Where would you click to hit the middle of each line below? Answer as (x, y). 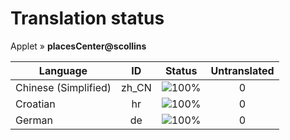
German (34, 120)
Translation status (87, 18)
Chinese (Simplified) (63, 87)
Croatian (35, 104)
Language (63, 70)
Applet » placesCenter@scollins (78, 46)
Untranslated (242, 70)
